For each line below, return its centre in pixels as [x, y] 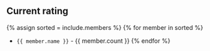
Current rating [37, 11]
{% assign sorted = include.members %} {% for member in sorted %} [105, 27]
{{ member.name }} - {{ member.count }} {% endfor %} [93, 41]
